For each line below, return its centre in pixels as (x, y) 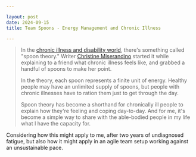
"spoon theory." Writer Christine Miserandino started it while (95, 56)
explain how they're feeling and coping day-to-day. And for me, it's (103, 111)
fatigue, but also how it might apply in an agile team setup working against (97, 142)
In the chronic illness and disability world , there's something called (102, 50)
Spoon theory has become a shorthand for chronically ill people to (102, 105)
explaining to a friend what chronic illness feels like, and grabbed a (103, 62)
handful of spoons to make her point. (66, 69)
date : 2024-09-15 (28, 22)
